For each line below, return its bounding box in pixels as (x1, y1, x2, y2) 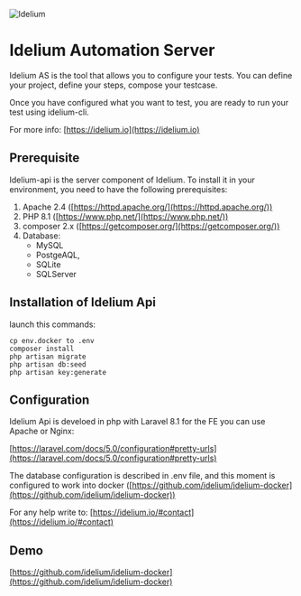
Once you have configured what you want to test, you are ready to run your (9, 97, 289, 107)
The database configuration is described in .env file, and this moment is (9, 470, 276, 481)
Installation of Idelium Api (9, 294, 156, 311)
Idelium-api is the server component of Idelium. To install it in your (9, 174, 255, 185)
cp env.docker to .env (9, 336, 95, 345)
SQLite (35, 258, 61, 270)
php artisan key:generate (9, 368, 106, 377)
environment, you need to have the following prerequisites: (9, 183, 228, 194)
